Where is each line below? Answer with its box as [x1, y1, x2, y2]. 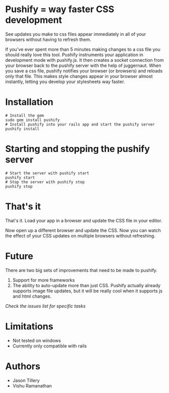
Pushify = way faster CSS [5, 4, 115, 15]
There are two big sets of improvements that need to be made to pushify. [5, 267, 158, 273]
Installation [5, 96, 54, 108]
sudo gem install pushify [5, 117, 60, 123]
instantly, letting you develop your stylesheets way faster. [5, 78, 125, 85]
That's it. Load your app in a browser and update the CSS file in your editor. [5, 217, 162, 223]
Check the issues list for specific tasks [5, 303, 86, 309]
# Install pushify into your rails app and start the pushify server [5, 122, 155, 127]
